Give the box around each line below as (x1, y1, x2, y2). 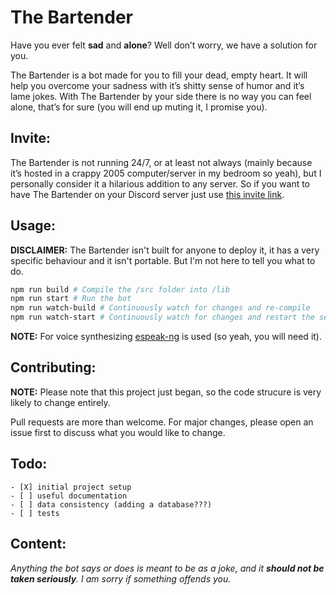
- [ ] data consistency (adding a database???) (10, 499, 213, 510)
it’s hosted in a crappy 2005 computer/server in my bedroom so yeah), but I (10, 167, 322, 179)
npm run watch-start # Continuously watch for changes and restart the (10, 312, 315, 323)
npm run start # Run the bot (10, 294, 132, 304)
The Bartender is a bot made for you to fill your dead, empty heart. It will (10, 69, 308, 81)
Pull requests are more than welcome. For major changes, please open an (10, 416, 314, 428)
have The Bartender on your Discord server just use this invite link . (10, 188, 285, 200)
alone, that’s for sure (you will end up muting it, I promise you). (10, 101, 268, 113)
